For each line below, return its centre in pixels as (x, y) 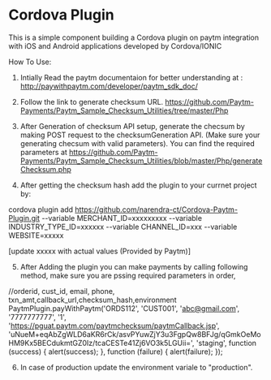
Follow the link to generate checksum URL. (92, 101)
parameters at (43, 152)
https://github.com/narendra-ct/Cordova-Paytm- (156, 209)
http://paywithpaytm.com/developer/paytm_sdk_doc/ (109, 86)
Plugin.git (24, 218)
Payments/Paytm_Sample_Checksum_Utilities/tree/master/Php (124, 110)
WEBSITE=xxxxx (36, 235)
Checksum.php (45, 169)
